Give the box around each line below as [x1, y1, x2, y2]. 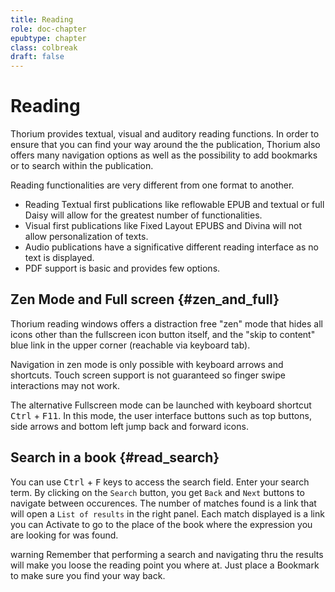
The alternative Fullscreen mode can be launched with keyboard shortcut [10, 399, 312, 411]
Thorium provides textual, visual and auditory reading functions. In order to [10, 128, 320, 140]
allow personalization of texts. [24, 231, 149, 243]
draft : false [10, 52, 65, 62]
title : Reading [10, 14, 74, 25]
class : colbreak [10, 42, 78, 53]
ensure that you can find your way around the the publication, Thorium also [10, 139, 321, 151]
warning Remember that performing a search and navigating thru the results [10, 548, 324, 560]
